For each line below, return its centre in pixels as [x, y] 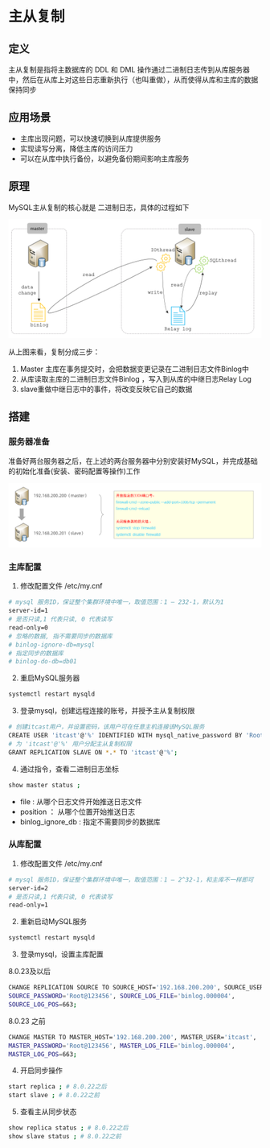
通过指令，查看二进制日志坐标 [69, 769]
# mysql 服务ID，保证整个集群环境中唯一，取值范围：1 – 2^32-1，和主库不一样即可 [131, 880]
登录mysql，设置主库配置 [62, 954]
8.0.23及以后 [29, 972]
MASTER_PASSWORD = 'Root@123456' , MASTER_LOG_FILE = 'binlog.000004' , [122, 1046]
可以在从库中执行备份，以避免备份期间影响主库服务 [104, 159]
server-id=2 [28, 888]
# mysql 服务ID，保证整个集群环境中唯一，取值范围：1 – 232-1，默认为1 [116, 602]
